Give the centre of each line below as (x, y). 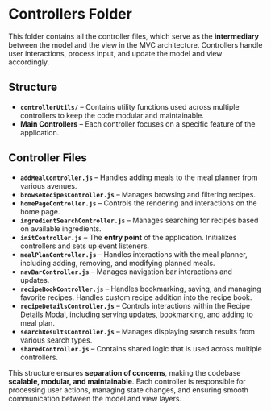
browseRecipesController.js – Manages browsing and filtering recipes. (138, 194)
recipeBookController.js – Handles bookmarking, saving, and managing (140, 289)
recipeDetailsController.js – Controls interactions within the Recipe (135, 305)
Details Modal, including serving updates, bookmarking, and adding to (137, 314)
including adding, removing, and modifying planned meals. (117, 263)
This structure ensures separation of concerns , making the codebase (125, 372)
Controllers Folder (71, 14)
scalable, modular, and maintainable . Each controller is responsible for (127, 381)
